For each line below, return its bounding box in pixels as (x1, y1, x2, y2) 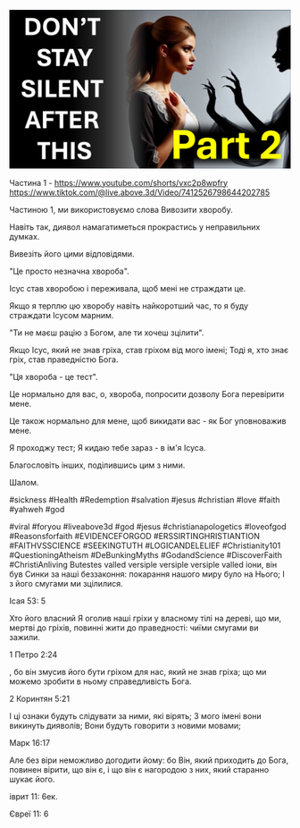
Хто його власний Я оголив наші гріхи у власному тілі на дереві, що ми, (9, 613, 282, 623)
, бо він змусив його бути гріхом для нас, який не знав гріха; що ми (9, 666, 267, 677)
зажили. (9, 631, 40, 642)
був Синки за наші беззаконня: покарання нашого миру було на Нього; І (9, 569, 286, 579)
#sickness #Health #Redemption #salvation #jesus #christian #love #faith (9, 494, 280, 505)
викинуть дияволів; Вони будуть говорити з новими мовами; (9, 720, 241, 731)
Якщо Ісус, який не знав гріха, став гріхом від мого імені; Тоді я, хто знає (9, 344, 289, 355)
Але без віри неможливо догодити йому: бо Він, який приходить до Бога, (9, 755, 288, 765)
